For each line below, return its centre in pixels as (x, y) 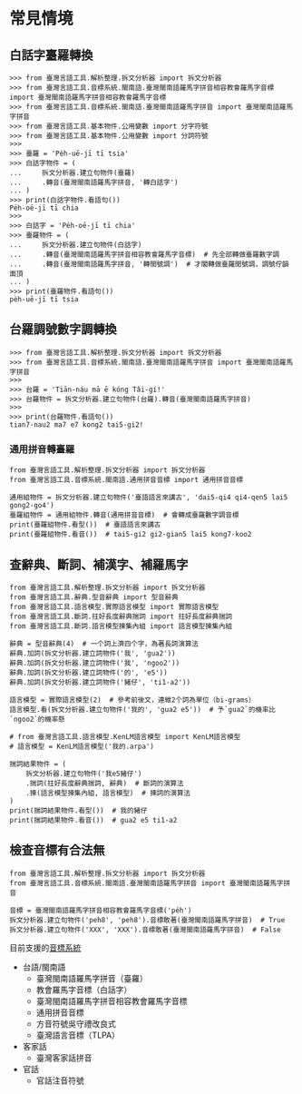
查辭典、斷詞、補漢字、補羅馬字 (99, 564)
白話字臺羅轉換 (51, 55)
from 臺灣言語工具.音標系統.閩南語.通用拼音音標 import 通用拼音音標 (126, 480)
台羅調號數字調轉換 (63, 329)
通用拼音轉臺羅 (42, 448)
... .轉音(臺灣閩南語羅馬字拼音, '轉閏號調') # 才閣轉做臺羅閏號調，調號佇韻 (149, 264)
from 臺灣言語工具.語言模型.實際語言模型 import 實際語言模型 (114, 606)
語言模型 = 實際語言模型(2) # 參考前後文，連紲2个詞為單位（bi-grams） (132, 700)
